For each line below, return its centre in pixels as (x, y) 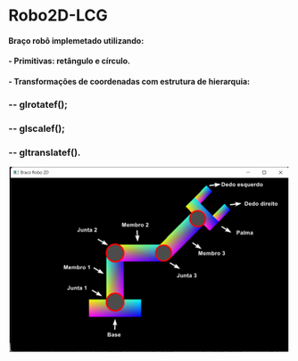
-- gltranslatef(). (45, 152)
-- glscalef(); (37, 128)
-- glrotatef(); (38, 104)
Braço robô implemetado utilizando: (76, 40)
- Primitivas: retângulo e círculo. (70, 61)
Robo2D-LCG (58, 16)
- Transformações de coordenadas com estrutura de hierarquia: (129, 81)
